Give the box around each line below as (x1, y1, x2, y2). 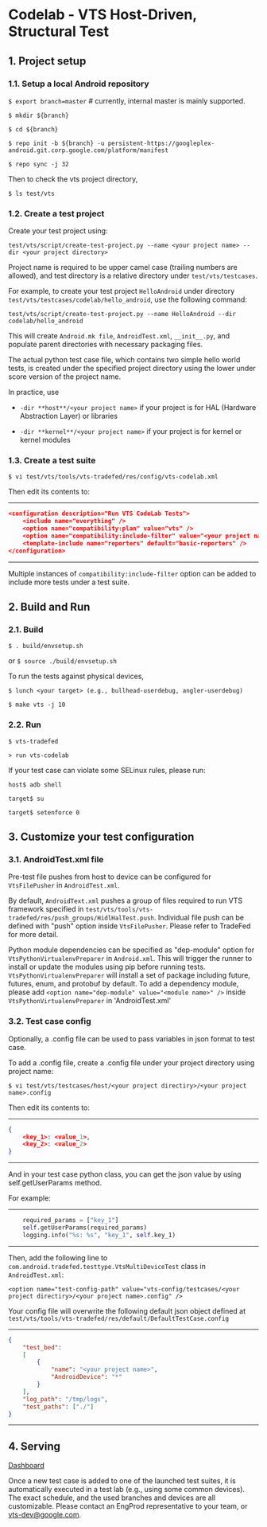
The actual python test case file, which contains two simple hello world (8, 355, 241, 365)
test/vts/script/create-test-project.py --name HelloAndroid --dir (8, 310, 237, 318)
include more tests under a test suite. (8, 577, 130, 587)
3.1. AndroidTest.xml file (8, 854, 104, 865)
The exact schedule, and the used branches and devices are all (8, 1493, 216, 1502)
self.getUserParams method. (8, 1178, 102, 1188)
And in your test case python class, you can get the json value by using (8, 1170, 242, 1179)
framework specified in (8, 904, 84, 914)
